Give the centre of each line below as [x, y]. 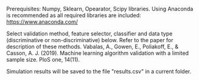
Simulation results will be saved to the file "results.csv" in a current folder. [99, 71]
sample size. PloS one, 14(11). [43, 60]
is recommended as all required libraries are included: [74, 15]
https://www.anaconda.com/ [42, 22]
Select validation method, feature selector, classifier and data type [89, 34]
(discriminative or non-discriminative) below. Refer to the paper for [90, 40]
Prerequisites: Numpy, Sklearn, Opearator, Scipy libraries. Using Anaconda [100, 9]
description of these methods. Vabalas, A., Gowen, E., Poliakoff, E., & [93, 46]
